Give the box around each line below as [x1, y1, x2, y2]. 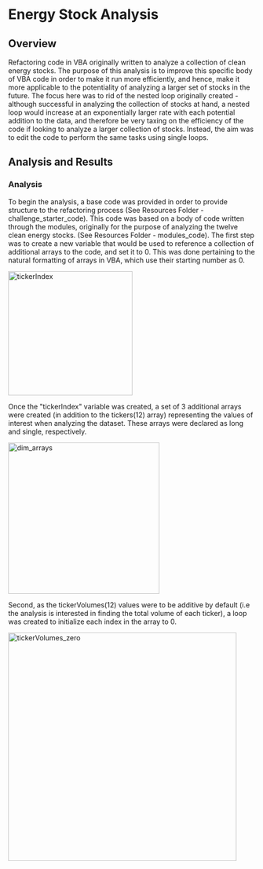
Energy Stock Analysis [8, 5, 159, 24]
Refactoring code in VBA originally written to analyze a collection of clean [8, 57, 246, 67]
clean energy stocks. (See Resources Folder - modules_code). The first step [8, 230, 255, 240]
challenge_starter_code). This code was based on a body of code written [8, 214, 245, 223]
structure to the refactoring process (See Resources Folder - [8, 205, 204, 214]
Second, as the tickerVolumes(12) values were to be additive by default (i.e [8, 599, 250, 610]
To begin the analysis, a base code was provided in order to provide [8, 196, 228, 206]
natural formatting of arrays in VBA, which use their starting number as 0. [8, 255, 245, 265]
